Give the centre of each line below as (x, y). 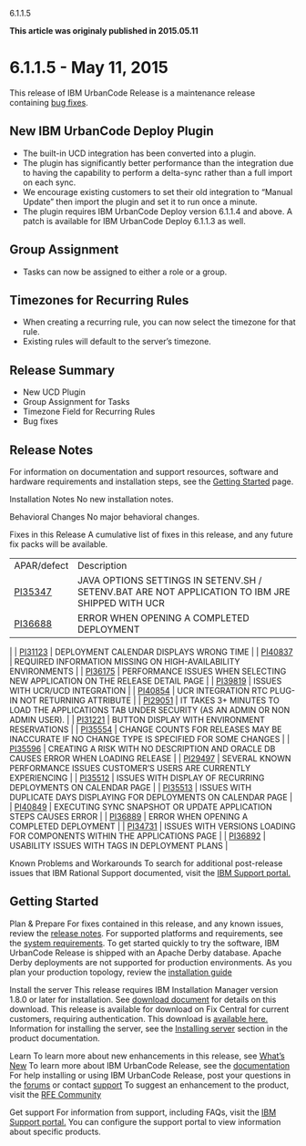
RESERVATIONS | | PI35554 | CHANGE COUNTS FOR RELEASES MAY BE (146, 729)
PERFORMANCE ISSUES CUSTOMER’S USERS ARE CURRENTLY (130, 768)
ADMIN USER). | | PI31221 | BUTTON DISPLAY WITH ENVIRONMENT (138, 720)
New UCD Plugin (54, 392)
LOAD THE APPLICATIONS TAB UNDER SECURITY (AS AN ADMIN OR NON (150, 710)
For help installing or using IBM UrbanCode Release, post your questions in (150, 1075)
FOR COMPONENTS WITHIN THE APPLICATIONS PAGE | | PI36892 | (138, 836)
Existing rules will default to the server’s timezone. (117, 342)
